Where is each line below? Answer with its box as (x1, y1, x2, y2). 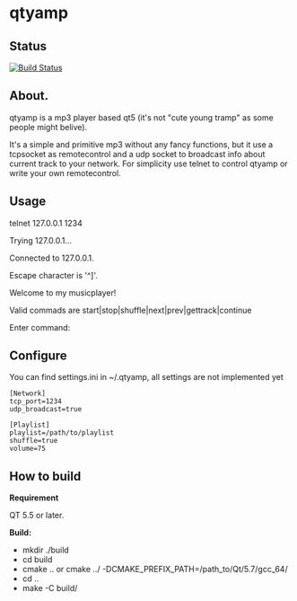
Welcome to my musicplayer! (9, 287, 117, 298)
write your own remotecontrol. (9, 167, 121, 178)
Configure (9, 349, 67, 364)
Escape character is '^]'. (9, 270, 99, 280)
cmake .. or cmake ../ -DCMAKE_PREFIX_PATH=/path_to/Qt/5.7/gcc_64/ (22, 564, 289, 575)
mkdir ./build (22, 544, 69, 555)
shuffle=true (9, 437, 58, 446)
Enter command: (9, 322, 71, 332)
